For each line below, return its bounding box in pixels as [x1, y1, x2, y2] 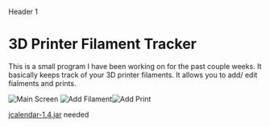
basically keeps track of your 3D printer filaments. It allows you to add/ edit [8, 70, 258, 80]
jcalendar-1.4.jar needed [8, 109, 89, 119]
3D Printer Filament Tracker [8, 35, 197, 53]
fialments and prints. [8, 78, 77, 88]
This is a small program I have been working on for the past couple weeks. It [8, 61, 262, 71]
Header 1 [8, 7, 39, 16]
